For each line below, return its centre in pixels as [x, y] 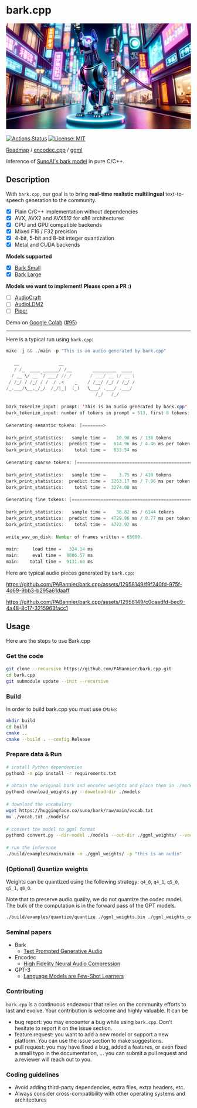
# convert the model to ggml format [51, 829]
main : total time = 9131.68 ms [50, 562]
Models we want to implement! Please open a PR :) [69, 286]
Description [28, 180]
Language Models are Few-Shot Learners [74, 976]
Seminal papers [29, 932]
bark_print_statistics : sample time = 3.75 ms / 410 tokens [89, 475]
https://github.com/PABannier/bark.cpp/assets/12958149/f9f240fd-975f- [94, 584]
